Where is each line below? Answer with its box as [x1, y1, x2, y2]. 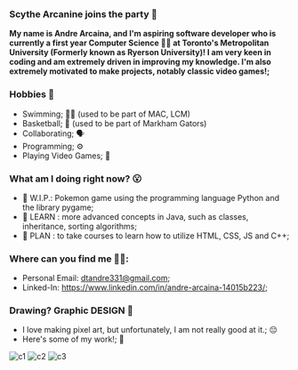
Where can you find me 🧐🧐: [9, 253, 129, 265]
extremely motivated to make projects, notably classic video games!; [9, 66, 270, 76]
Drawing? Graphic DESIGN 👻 [9, 304, 133, 317]
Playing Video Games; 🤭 [21, 150, 111, 161]
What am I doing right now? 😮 [9, 173, 142, 185]
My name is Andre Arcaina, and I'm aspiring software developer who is [9, 28, 277, 39]
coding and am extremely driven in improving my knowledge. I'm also [9, 57, 271, 68]
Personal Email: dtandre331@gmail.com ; [21, 273, 171, 284]
